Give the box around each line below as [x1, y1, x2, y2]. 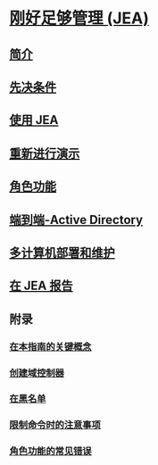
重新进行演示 [9, 145, 80, 161]
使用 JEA [9, 112, 59, 128]
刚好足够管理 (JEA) [9, 8, 150, 29]
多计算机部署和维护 [9, 245, 115, 260]
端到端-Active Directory [9, 212, 144, 228]
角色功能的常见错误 [9, 445, 92, 458]
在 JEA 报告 [9, 278, 73, 294]
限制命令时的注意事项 [9, 419, 101, 431]
